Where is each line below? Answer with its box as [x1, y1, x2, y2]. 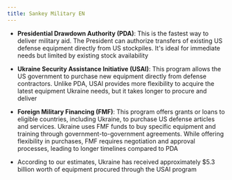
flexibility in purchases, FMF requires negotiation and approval [17, 136, 195, 145]
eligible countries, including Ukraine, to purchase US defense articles [17, 115, 215, 123]
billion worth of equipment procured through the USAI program [17, 165, 197, 173]
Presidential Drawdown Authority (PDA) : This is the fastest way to [17, 29, 209, 37]
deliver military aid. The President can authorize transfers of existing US [17, 36, 223, 45]
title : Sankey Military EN [7, 10, 85, 17]
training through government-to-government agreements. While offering [17, 129, 224, 138]
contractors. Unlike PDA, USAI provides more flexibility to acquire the [17, 79, 215, 87]
